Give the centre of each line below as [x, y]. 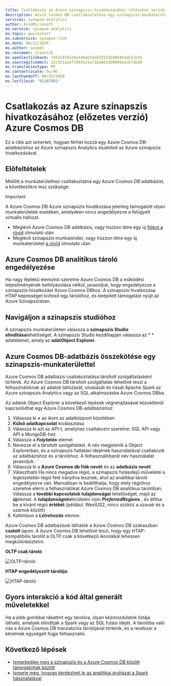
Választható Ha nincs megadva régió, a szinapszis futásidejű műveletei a [89, 472]
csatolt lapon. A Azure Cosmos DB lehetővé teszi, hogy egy [68, 531]
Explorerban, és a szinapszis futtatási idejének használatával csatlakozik [89, 450]
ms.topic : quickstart [28, 34]
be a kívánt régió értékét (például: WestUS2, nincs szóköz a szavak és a [88, 505]
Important [16, 196]
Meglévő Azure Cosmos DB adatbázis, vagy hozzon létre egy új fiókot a [88, 227]
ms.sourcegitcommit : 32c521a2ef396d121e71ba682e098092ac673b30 [74, 62]
